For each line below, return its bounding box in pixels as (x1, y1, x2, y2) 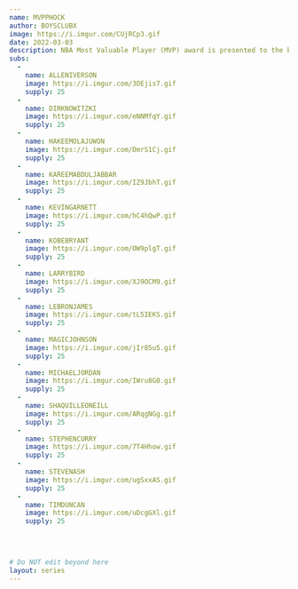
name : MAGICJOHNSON (25, 335, 98, 344)
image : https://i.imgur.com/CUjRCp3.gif (9, 29, 161, 38)
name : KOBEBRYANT (25, 236, 90, 245)
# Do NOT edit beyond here (9, 557, 109, 567)
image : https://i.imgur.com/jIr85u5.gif (25, 343, 176, 352)
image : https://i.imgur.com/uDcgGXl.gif (25, 508, 176, 518)
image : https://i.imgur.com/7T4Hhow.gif (25, 442, 176, 451)
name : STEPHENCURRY (25, 434, 98, 443)
